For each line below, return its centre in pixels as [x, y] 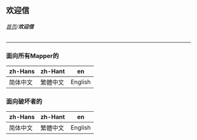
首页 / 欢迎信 [20, 26]
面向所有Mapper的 [33, 56]
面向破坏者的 [24, 101]
